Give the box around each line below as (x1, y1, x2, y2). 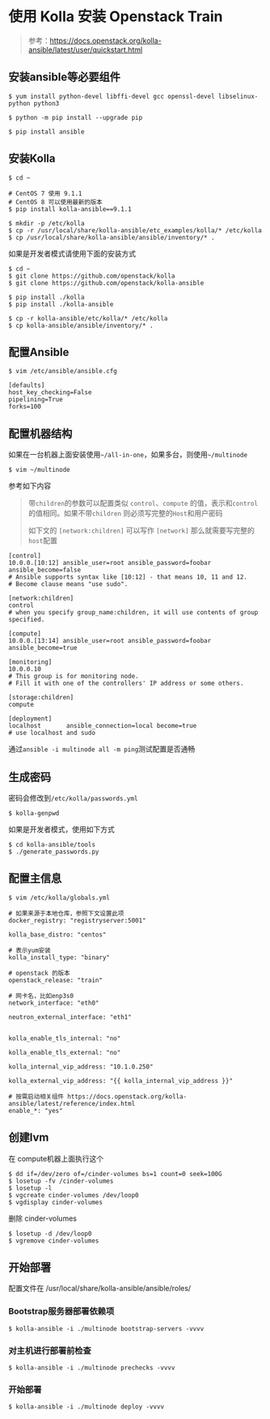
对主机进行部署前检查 (8, 1345, 91, 1356)
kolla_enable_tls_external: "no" (8, 1048, 121, 1056)
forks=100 (8, 402, 42, 411)
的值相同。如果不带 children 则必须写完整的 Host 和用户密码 (27, 508, 223, 518)
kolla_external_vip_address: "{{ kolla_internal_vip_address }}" (8, 1077, 233, 1085)
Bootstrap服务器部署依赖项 (8, 1306, 115, 1317)
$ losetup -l (8, 1183, 53, 1192)
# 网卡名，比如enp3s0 (8, 992, 74, 1000)
